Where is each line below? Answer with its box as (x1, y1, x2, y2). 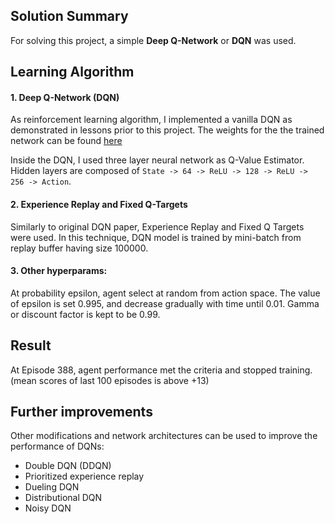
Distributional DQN (24, 492, 103, 504)
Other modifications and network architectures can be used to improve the (10, 430, 318, 442)
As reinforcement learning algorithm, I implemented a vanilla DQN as (10, 114, 293, 126)
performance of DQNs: (10, 440, 105, 453)
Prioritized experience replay (24, 470, 145, 483)
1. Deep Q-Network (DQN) (10, 91, 120, 103)
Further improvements (10, 404, 153, 421)
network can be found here (10, 135, 123, 147)
